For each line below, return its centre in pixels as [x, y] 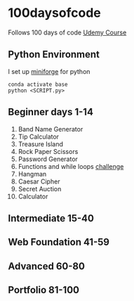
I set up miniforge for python [49, 71]
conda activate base [38, 84]
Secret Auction [40, 188]
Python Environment [54, 55]
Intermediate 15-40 [51, 218]
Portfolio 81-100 [44, 290]
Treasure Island [41, 144]
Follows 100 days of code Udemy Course [67, 32]
